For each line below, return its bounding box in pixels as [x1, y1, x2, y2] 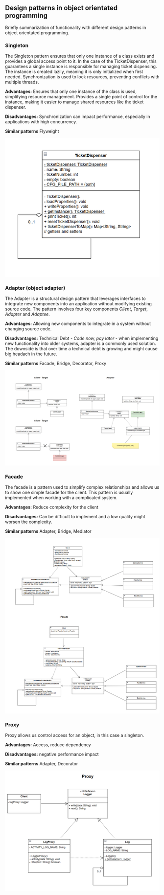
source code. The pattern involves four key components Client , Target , [5, 306, 148, 312]
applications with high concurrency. [5, 119, 77, 125]
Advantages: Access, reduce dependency [5, 741, 92, 748]
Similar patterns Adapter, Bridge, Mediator [5, 528, 92, 534]
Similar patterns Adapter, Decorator [5, 760, 78, 766]
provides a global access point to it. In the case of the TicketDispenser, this [5, 58, 157, 64]
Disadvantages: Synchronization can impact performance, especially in [5, 114, 150, 119]
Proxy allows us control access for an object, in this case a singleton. [5, 732, 144, 738]
